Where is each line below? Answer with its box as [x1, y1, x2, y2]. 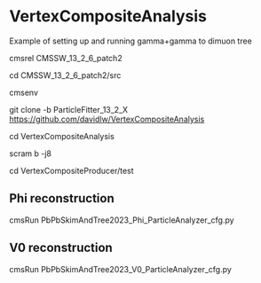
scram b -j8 [9, 148, 51, 159]
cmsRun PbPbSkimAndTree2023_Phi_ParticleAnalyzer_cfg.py [9, 215, 234, 225]
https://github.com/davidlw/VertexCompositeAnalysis [9, 114, 205, 124]
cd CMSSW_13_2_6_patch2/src [9, 69, 122, 81]
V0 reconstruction [9, 240, 113, 255]
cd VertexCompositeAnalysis [9, 130, 115, 141]
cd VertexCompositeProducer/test [9, 165, 135, 176]
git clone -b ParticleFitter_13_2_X [9, 104, 129, 114]
